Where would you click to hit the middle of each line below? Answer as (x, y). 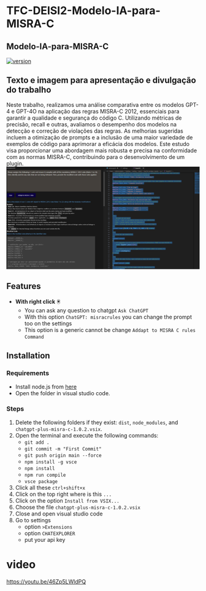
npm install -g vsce (51, 462)
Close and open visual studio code (59, 514)
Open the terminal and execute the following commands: (87, 435)
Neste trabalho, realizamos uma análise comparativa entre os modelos (95, 104)
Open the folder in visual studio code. (63, 393)
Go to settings (33, 520)
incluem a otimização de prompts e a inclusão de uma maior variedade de (100, 137)
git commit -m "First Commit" (63, 449)
